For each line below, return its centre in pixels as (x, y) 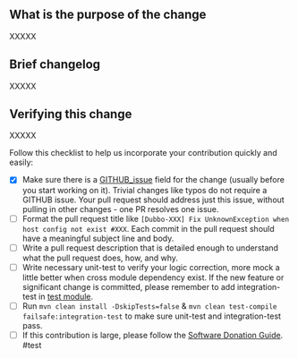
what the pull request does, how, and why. (100, 258)
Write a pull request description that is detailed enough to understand (150, 247)
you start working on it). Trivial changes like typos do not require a (145, 190)
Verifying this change (71, 114)
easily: (21, 162)
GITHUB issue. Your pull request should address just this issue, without (153, 200)
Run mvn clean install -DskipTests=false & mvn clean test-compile (149, 306)
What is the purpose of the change (108, 15)
